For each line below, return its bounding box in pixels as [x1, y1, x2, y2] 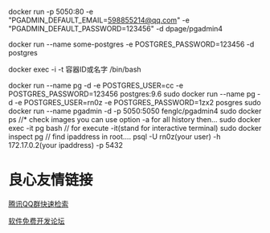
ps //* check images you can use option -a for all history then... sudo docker [8, 115, 261, 124]
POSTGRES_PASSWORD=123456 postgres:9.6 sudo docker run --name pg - [8, 89, 261, 99]
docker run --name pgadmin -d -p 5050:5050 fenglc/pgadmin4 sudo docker [8, 106, 262, 116]
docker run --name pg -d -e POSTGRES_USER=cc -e [8, 80, 183, 90]
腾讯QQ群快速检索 [8, 198, 69, 208]
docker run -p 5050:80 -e [8, 7, 94, 16]
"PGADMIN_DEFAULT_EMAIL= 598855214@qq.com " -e [8, 15, 190, 25]
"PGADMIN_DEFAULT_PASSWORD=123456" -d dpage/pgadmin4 [8, 24, 223, 33]
